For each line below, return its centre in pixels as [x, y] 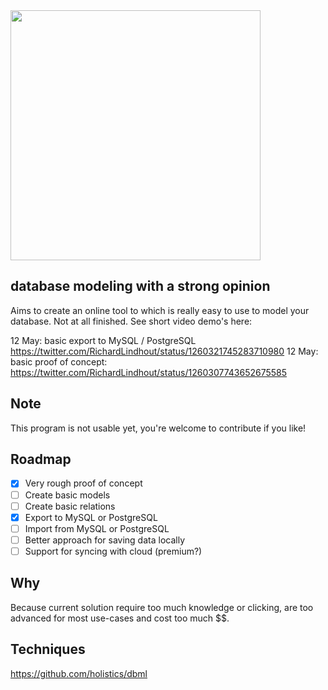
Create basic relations [70, 506]
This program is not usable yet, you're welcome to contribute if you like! [158, 428]
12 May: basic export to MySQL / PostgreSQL [103, 340]
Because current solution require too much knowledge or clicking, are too [162, 607]
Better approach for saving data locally [105, 540]
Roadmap [41, 459]
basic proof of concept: [59, 361]
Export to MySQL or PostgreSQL [91, 517]
